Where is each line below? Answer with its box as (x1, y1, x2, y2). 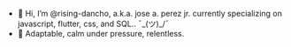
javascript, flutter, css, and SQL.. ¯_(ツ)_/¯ (17, 18, 170, 29)
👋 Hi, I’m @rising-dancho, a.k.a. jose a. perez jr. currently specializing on (17, 9, 283, 18)
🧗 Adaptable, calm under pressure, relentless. (17, 29, 185, 38)
